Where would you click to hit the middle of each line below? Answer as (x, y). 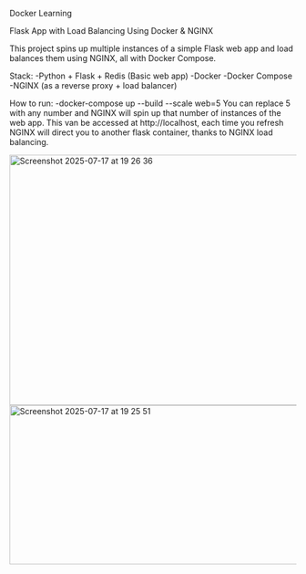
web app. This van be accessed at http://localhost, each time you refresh (147, 123)
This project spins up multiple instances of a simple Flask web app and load (152, 48)
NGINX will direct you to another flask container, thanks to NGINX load (141, 132)
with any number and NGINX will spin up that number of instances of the (145, 113)
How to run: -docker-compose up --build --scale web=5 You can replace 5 (150, 103)
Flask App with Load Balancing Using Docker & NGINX (112, 31)
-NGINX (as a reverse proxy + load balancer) (93, 85)
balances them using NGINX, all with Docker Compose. (113, 58)
